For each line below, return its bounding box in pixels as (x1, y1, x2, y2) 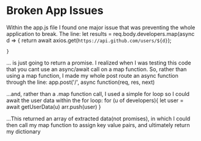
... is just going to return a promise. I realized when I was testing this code (6, 59, 191, 66)
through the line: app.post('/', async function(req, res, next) (6, 78, 155, 86)
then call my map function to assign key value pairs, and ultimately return (6, 121, 190, 128)
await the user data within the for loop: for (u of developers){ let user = (6, 97, 184, 104)
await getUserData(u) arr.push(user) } (6, 103, 102, 110)
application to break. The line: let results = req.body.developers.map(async (6, 30, 195, 37)
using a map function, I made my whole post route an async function (6, 72, 178, 79)
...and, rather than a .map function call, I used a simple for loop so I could (6, 90, 190, 97)
